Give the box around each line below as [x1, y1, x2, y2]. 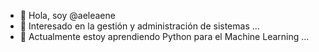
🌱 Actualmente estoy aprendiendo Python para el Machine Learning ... [19, 31, 310, 42]
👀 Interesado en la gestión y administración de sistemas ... [19, 20, 260, 32]
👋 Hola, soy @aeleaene [19, 10, 116, 21]
